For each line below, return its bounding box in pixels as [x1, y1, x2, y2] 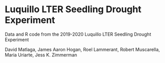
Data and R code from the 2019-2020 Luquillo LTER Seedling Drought [5, 31, 152, 37]
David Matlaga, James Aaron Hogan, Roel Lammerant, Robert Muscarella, [5, 46, 160, 52]
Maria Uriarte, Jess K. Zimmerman [5, 52, 77, 58]
